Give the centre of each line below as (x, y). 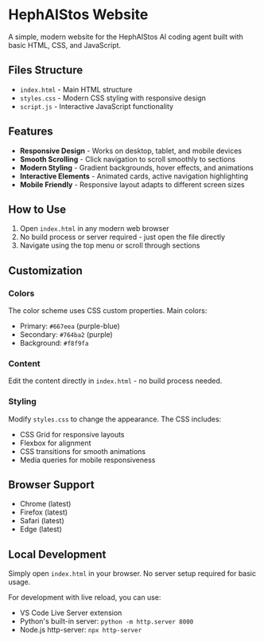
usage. (19, 582)
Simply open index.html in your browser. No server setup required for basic (132, 573)
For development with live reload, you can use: (85, 597)
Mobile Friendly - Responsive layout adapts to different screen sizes (132, 184)
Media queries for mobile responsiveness (87, 460)
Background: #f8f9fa (54, 343)
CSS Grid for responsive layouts (72, 434)
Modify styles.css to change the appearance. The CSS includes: (115, 419)
